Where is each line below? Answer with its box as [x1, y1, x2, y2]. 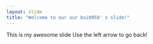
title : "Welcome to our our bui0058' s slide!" [6, 14, 130, 20]
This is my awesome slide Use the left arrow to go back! [6, 31, 148, 38]
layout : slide [6, 8, 43, 15]
